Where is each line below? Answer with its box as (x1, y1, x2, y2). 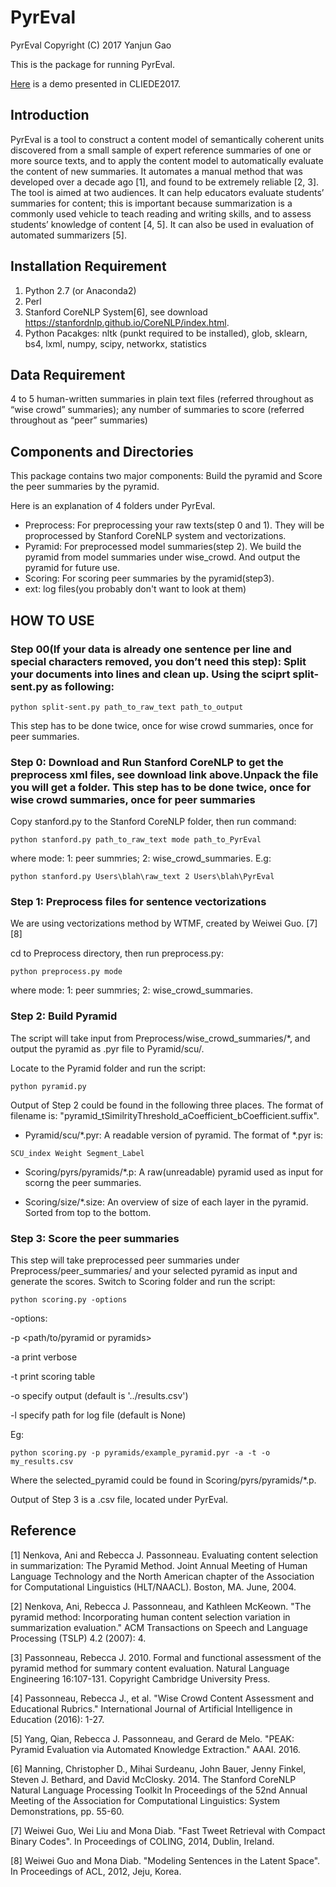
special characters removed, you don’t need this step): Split (10, 654, 307, 668)
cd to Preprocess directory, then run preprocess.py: (10, 947, 224, 960)
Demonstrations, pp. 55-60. (10, 1805, 125, 1817)
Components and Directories (10, 443, 194, 460)
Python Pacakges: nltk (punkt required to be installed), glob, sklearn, (24, 327, 308, 339)
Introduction (10, 107, 90, 124)
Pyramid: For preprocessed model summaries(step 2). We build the (24, 541, 302, 553)
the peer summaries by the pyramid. (10, 481, 160, 493)
